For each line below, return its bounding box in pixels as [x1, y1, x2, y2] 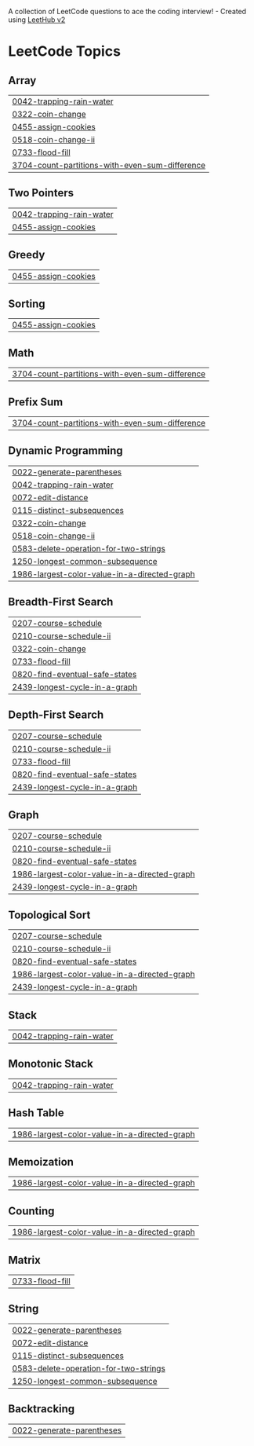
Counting [8, 1204, 55, 1217]
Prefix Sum [8, 395, 63, 408]
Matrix [8, 1253, 41, 1267]
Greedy [8, 248, 45, 262]
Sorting [8, 298, 45, 311]
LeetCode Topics [8, 42, 122, 60]
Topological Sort [8, 908, 91, 921]
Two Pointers [8, 186, 74, 200]
